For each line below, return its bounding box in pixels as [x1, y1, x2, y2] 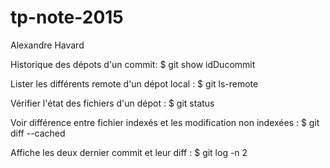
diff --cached [10, 127, 66, 139]
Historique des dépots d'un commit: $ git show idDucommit [10, 58, 256, 70]
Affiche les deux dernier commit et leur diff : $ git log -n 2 [10, 146, 248, 158]
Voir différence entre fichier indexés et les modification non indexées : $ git [10, 116, 320, 128]
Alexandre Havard [10, 39, 85, 51]
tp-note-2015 [10, 6, 124, 29]
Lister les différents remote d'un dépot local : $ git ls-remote [10, 77, 259, 90]
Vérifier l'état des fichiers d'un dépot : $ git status [10, 97, 215, 109]
